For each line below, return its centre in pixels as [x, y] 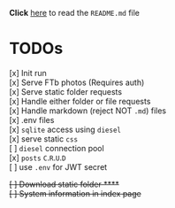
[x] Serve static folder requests [65, 91]
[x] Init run [28, 73]
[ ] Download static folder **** [64, 184]
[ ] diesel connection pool [57, 148]
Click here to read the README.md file [74, 13]
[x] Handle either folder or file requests [80, 101]
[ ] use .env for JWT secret [58, 166]
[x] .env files [32, 119]
